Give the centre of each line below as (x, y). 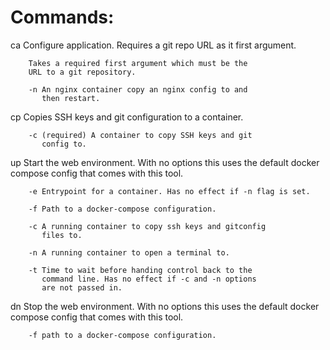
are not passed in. (82, 287)
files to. (62, 235)
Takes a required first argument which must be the (138, 63)
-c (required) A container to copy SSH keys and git (140, 135)
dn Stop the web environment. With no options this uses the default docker (165, 306)
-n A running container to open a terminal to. (129, 252)
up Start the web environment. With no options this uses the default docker (165, 162)
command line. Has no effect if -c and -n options (149, 279)
